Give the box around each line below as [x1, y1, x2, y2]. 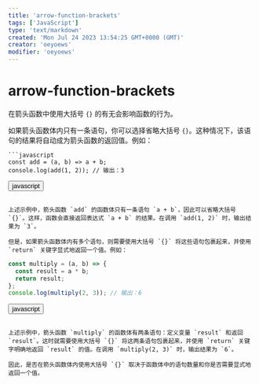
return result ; [15, 275, 65, 282]
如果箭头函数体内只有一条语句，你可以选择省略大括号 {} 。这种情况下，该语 [8, 125, 251, 135]
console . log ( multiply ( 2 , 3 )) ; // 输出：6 [8, 289, 143, 297]
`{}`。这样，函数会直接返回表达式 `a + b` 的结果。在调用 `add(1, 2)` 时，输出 [8, 214, 246, 222]
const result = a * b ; [15, 267, 89, 275]
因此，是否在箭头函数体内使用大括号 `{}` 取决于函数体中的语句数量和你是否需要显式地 [8, 361, 251, 369]
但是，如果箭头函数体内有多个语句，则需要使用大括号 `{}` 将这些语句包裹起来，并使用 [8, 238, 251, 246]
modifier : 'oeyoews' [8, 48, 76, 56]
